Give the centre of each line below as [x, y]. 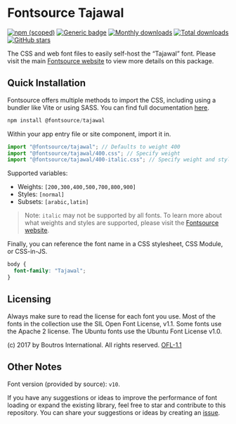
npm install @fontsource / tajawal [56, 120]
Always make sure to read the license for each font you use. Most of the [112, 316]
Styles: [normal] [41, 194]
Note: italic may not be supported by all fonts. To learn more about [123, 215]
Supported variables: [38, 173]
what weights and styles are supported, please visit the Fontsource [122, 223]
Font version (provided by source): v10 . [64, 384]
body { [17, 264]
